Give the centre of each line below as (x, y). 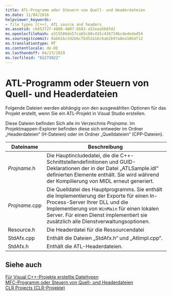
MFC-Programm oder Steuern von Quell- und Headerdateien (69, 283)
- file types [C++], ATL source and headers (53, 24)
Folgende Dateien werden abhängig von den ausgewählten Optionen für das (86, 108)
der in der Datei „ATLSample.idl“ (120, 168)
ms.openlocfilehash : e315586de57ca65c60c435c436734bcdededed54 (74, 34)
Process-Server (66, 202)
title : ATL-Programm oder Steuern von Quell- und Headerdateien (75, 10)
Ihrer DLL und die (107, 202)
